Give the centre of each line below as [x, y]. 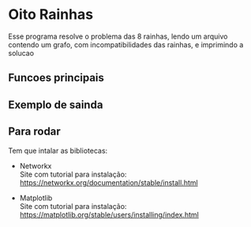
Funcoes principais [56, 78]
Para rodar [34, 132]
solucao [21, 53]
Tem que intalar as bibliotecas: [58, 151]
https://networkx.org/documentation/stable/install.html [109, 182]
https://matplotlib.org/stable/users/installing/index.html [109, 214]
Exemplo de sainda [56, 104]
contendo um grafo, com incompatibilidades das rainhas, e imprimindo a [126, 44]
